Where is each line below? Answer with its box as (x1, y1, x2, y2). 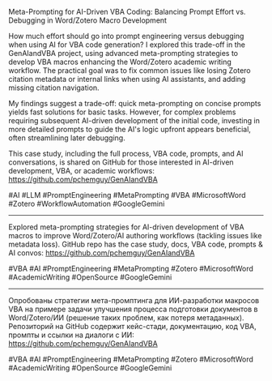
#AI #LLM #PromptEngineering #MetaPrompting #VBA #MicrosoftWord (8, 190, 246, 199)
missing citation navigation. (8, 83, 100, 92)
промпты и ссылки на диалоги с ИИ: (8, 330, 135, 340)
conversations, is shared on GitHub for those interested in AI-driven (8, 157, 234, 167)
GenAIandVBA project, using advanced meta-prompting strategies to (8, 49, 239, 58)
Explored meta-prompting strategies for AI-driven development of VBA (8, 222, 244, 232)
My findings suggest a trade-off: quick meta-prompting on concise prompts (8, 99, 261, 108)
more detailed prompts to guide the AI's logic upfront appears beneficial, (8, 125, 251, 134)
